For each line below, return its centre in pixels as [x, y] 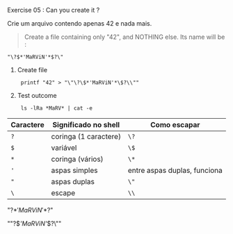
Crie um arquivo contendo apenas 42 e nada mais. [80, 23]
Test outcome [37, 95]
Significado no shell [86, 125]
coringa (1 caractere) [86, 136]
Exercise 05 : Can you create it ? [54, 10]
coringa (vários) [77, 159]
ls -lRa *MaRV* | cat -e [56, 108]
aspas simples [74, 170]
